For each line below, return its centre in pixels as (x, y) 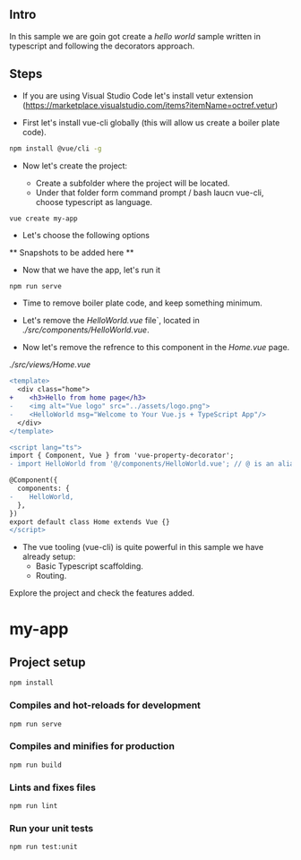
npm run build (36, 765)
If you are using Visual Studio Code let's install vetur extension (138, 95)
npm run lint (34, 806)
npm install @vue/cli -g (56, 148)
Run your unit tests (52, 829)
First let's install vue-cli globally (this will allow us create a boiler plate (151, 122)
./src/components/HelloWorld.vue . (86, 330)
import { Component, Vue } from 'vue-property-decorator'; (122, 456)
